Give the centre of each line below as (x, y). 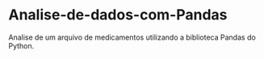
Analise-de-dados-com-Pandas (118, 15)
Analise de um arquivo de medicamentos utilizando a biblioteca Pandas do (132, 37)
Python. (21, 45)
